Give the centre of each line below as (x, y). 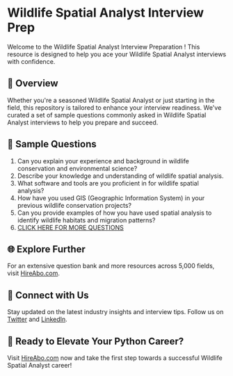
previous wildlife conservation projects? (74, 205)
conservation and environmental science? (77, 168)
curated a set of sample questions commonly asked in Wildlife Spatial (107, 115)
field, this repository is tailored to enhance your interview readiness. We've (114, 107)
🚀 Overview (33, 84)
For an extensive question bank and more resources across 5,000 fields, (111, 266)
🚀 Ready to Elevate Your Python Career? (96, 341)
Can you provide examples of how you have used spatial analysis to (114, 213)
